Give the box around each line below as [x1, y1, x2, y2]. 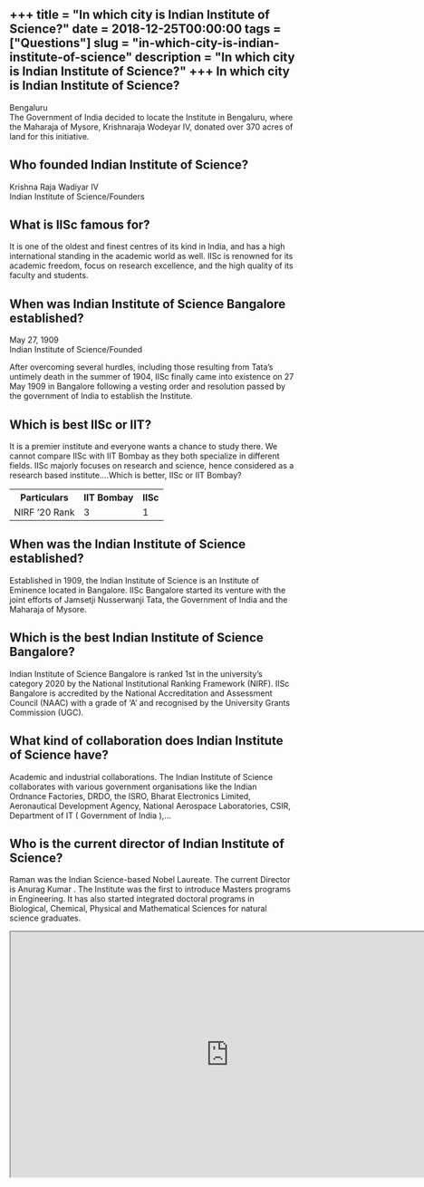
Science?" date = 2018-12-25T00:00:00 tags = [9, 22, 282, 37]
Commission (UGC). [9, 707, 84, 718]
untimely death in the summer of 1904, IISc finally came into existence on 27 [9, 372, 294, 382]
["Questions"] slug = [9, 35, 130, 51]
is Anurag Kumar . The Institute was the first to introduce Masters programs [9, 883, 292, 895]
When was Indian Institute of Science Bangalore [9, 296, 286, 312]
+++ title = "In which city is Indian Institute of [9, 7, 270, 23]
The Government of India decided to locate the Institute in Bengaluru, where [9, 111, 294, 122]
